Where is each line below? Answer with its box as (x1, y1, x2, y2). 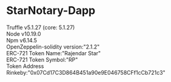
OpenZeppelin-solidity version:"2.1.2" (6, 43, 100, 50)
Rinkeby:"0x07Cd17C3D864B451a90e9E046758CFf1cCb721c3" (6, 69, 166, 76)
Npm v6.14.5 (6, 36, 38, 44)
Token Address (6, 62, 44, 70)
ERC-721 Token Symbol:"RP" (6, 56, 78, 63)
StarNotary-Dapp (6, 4, 96, 18)
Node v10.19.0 (6, 30, 41, 37)
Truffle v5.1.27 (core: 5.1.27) (6, 24, 75, 31)
